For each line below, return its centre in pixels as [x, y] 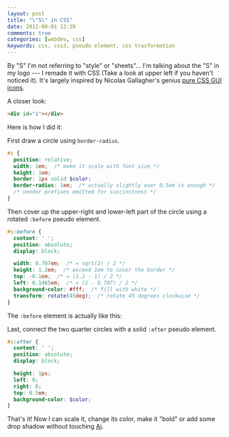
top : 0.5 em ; [31, 393]
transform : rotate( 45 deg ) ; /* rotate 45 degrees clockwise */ [107, 295]
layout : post [26, 14]
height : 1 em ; [32, 173]
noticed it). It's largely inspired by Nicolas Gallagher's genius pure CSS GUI [114, 80]
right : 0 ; [27, 386]
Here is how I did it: [35, 127]
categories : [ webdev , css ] [46, 40]
